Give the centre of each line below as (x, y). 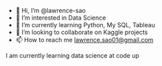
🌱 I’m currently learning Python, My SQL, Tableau (85, 25)
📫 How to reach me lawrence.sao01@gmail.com (84, 40)
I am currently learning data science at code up (72, 55)
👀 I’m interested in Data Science (61, 18)
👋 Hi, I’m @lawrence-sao (50, 11)
